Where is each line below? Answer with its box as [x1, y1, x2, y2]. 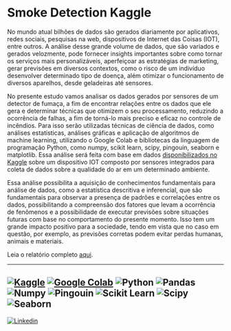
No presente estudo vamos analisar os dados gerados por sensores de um [7, 92, 219, 100]
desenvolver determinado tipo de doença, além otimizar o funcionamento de [7, 71, 224, 80]
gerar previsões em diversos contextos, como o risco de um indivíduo [7, 64, 205, 72]
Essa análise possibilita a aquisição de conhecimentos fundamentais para [7, 178, 216, 186]
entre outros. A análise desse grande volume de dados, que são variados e [7, 42, 220, 50]
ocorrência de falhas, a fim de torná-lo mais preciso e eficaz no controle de [7, 114, 221, 122]
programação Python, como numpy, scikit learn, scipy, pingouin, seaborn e [7, 143, 220, 151]
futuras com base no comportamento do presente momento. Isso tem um [7, 215, 215, 223]
